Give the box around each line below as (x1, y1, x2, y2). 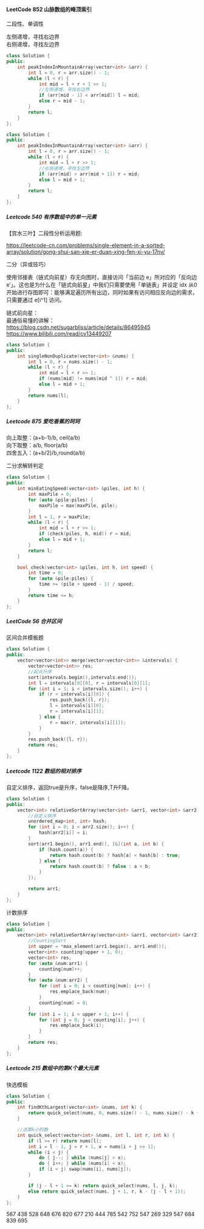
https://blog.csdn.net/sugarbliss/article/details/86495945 (6, 323, 151, 331)
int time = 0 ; (28, 570, 64, 576)
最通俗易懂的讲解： (6, 316, 55, 324)
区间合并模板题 (6, 634, 44, 642)
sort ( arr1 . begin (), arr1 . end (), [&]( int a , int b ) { (28, 841, 165, 847)
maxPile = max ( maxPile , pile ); (38, 503, 118, 509)
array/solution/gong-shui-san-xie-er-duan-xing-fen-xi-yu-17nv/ (6, 248, 165, 255)
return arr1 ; (28, 886, 61, 892)
